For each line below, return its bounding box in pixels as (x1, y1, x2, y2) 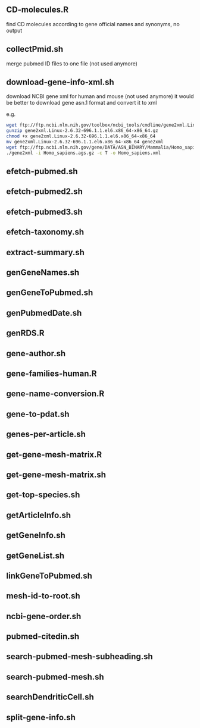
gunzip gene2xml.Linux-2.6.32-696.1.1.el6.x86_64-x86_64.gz (6, 128, 159, 134)
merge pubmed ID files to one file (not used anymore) (6, 59, 138, 67)
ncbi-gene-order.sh (6, 611, 82, 621)
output (6, 27, 23, 34)
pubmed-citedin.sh (6, 632, 80, 642)
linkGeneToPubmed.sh (6, 570, 92, 580)
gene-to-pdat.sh (6, 409, 70, 419)
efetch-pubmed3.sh (6, 206, 83, 216)
